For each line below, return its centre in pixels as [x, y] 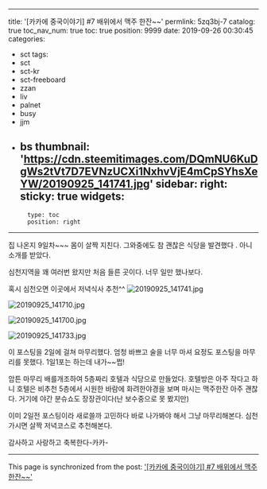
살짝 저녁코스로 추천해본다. [71, 425]
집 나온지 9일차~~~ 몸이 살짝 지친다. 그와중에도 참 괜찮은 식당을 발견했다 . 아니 [130, 245]
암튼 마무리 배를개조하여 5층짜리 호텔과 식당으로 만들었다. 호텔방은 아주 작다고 [129, 378]
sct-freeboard [43, 80]
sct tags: [34, 54]
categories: [27, 39]
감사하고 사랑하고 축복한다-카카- [58, 442]
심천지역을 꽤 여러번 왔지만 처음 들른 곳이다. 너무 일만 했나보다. [106, 272]
